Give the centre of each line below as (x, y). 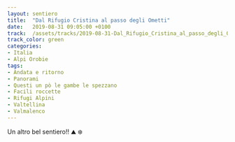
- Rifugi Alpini (31, 99)
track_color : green (36, 40)
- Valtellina (26, 105)
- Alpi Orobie (28, 59)
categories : (24, 46)
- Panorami (23, 79)
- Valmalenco (26, 111)
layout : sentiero (33, 14)
